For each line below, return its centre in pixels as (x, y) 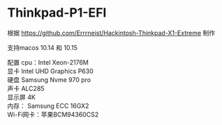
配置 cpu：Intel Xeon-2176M (48, 62)
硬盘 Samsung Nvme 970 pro (49, 80)
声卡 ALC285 (26, 88)
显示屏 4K (22, 97)
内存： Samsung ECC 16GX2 (48, 106)
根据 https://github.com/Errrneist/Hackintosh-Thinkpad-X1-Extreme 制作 (111, 33)
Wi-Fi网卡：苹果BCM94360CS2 (53, 114)
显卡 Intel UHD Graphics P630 (51, 71)
